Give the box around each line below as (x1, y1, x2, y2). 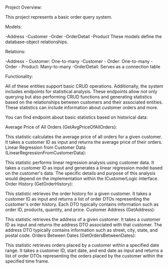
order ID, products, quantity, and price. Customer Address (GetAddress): (5, 207, 155, 213)
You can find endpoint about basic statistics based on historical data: (5, 114, 148, 120)
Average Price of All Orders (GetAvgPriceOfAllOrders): (5, 124, 117, 130)
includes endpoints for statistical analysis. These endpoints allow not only (5, 88, 157, 95)
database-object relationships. (5, 39, 69, 45)
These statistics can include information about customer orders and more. (5, 105, 158, 110)
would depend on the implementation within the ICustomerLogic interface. (5, 175, 159, 182)
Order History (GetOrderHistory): (5, 181, 73, 187)
